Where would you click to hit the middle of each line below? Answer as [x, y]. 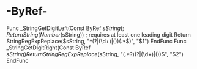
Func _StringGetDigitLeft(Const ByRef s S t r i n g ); [65, 28]
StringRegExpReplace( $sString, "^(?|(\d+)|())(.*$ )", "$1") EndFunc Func [96, 41]
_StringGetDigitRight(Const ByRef [48, 48]
